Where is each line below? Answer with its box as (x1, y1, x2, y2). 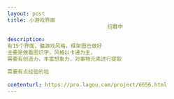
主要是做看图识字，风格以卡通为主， (7, 49, 96, 56)
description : (7, 36, 45, 43)
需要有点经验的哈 (7, 68, 50, 75)
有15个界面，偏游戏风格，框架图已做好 (7, 43, 103, 49)
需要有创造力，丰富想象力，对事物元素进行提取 (7, 56, 122, 63)
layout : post (7, 10, 45, 17)
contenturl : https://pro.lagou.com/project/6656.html (7, 81, 168, 88)
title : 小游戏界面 (7, 17, 56, 24)
